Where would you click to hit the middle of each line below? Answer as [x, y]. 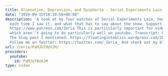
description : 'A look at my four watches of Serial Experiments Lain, [80, 19]
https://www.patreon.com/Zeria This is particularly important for [81, 28]
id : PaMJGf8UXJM [31, 61]
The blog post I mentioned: [39, 38]
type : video [17, 65]
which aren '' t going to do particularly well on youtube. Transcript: [85, 33]
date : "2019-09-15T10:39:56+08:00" [42, 14]
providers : [16, 51]
